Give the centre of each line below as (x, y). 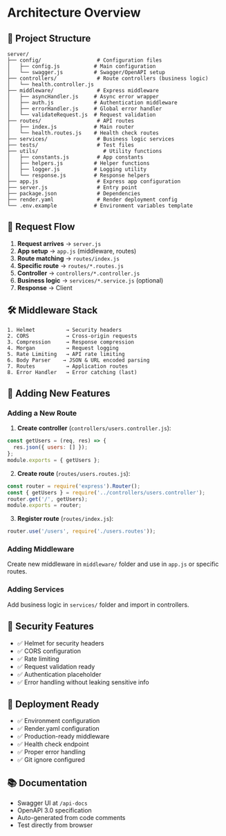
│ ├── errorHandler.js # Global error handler (85, 109)
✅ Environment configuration (58, 721)
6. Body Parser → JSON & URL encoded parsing (78, 360)
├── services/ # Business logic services (91, 139)
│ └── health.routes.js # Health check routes (83, 133)
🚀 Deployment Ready (53, 704)
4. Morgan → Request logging (63, 348)
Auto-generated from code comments (71, 818)
